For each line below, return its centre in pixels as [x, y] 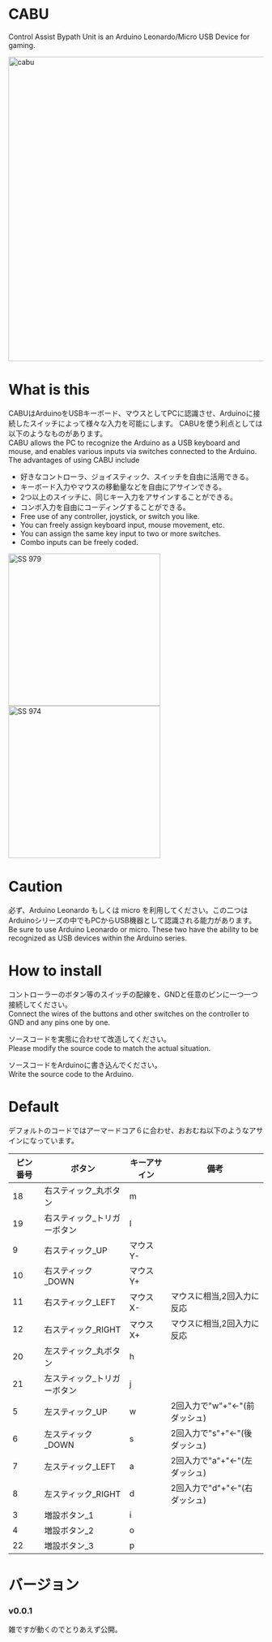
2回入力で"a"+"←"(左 [211, 1460]
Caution [36, 887]
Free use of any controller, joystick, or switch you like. [110, 516]
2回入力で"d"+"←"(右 [212, 1488]
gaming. [22, 45]
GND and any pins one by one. [59, 1022]
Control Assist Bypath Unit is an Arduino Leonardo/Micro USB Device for [129, 37]
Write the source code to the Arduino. [71, 1074]
